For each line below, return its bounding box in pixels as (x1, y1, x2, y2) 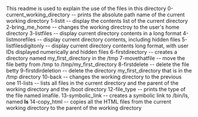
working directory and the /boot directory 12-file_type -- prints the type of (6, 86, 186, 92)
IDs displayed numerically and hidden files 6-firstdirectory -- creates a (6, 49, 178, 55)
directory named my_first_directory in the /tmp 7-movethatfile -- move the (6, 55, 186, 61)
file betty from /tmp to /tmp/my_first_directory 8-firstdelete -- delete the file (6, 61, 190, 68)
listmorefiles (6, 36, 37, 43)
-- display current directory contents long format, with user (45, 42, 189, 49)
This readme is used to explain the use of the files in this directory (6, 5, 167, 12)
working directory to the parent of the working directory (6, 105, 142, 111)
